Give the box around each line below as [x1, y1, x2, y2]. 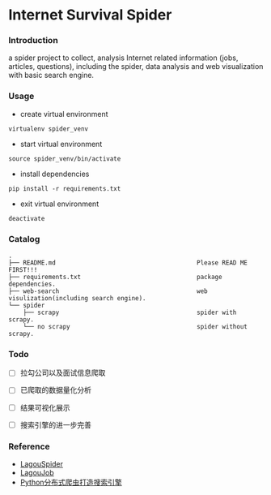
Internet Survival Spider [8, 6, 172, 24]
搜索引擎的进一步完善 [19, 420, 91, 429]
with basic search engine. [8, 71, 95, 80]
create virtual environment [19, 109, 108, 118]
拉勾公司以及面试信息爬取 [19, 368, 106, 378]
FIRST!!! [8, 266, 38, 274]
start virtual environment [19, 139, 103, 148]
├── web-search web [8, 287, 208, 295]
